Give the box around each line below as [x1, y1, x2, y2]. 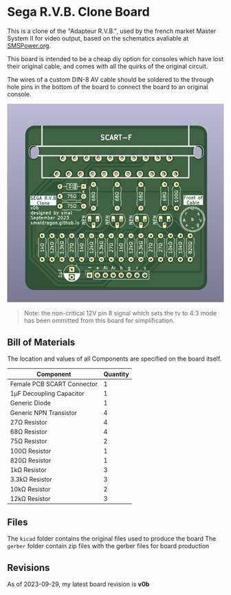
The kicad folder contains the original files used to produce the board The [7, 535, 217, 543]
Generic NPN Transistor [10, 408, 78, 416]
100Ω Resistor [10, 447, 52, 455]
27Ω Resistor [10, 418, 47, 426]
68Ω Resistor [10, 427, 47, 436]
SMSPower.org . [7, 41, 52, 49]
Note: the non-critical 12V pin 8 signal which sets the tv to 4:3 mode [23, 309, 217, 317]
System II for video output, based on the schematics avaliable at [7, 34, 189, 42]
